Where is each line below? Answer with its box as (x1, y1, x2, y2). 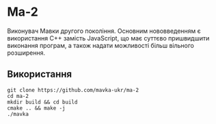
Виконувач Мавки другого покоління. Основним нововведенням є (7, 27, 202, 35)
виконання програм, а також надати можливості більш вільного (7, 41, 195, 49)
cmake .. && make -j (7, 104, 66, 112)
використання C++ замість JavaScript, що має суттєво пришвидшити (7, 34, 210, 42)
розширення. (7, 49, 46, 57)
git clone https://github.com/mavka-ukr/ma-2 (7, 86, 139, 93)
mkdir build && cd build (7, 99, 78, 106)
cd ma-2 (7, 92, 29, 99)
